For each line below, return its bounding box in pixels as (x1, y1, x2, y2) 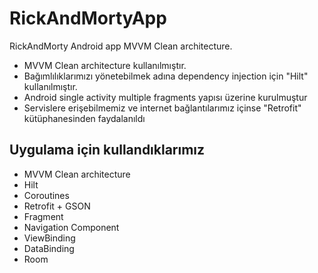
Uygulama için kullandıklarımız (9, 142, 206, 159)
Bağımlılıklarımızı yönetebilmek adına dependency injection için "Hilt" (23, 70, 309, 82)
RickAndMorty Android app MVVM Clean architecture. (9, 40, 233, 52)
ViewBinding (23, 232, 76, 244)
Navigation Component (23, 221, 120, 233)
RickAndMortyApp (9, 7, 167, 30)
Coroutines (23, 189, 70, 201)
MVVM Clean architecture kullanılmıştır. (23, 59, 187, 71)
